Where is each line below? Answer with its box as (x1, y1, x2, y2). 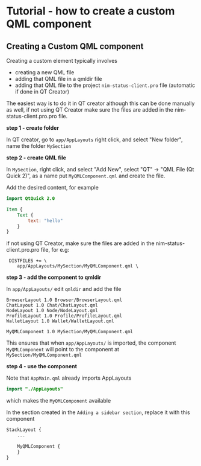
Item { (6, 206, 23, 212)
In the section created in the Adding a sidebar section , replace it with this (6, 409, 191, 416)
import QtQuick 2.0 (6, 196, 55, 202)
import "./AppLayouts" (6, 386, 63, 392)
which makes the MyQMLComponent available (6, 397, 111, 404)
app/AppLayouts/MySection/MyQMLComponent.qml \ (17, 263, 138, 269)
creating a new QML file (14, 69, 75, 76)
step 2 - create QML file (6, 154, 66, 161)
